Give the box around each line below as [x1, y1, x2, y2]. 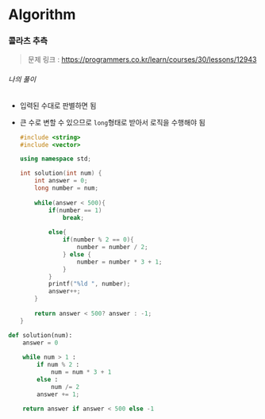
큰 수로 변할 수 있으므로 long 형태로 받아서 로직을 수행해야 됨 [19, 117, 206, 127]
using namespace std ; [19, 155, 92, 163]
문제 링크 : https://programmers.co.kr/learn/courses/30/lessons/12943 [27, 55, 257, 64]
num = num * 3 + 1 [50, 368, 112, 376]
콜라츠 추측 [8, 36, 48, 47]
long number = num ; [34, 184, 99, 192]
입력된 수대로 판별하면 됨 [19, 101, 97, 110]
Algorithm [8, 6, 76, 24]
